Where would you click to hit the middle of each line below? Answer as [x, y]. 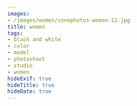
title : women [26, 26]
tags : [15, 33]
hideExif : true [30, 78]
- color [19, 46]
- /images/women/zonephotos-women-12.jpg [69, 20]
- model [19, 53]
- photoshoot [26, 59]
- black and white [34, 40]
